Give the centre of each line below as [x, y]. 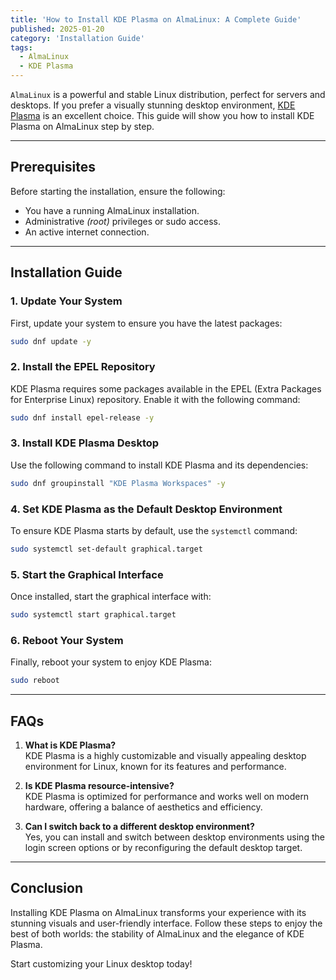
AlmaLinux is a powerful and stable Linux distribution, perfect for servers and [168, 94]
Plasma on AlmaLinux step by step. [82, 126]
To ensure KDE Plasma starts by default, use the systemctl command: [154, 531]
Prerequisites [53, 167]
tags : [21, 47]
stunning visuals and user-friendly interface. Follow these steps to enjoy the [166, 923]
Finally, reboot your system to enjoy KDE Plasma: [111, 662]
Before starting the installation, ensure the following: [118, 191]
